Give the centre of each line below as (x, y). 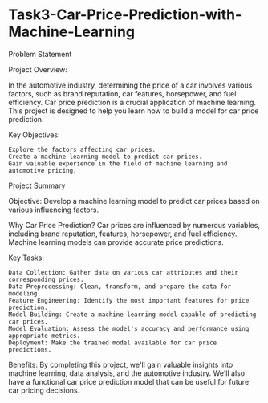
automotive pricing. (43, 170)
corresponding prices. (46, 279)
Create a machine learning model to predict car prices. (106, 157)
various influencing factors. (53, 210)
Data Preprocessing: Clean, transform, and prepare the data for (120, 287)
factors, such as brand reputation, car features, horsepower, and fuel (122, 93)
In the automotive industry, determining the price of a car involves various (130, 85)
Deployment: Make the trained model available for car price (113, 343)
